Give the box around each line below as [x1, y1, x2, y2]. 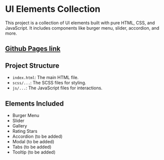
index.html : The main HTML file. [12, 75, 79, 80]
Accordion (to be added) [12, 133, 63, 139]
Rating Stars [12, 128, 38, 134]
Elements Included [5, 99, 64, 108]
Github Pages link [5, 44, 61, 53]
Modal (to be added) [12, 138, 55, 144]
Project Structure [5, 61, 59, 70]
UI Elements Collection [5, 3, 101, 15]
